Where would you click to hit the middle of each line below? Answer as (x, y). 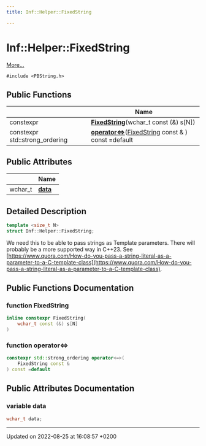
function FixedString (38, 306)
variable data (26, 406)
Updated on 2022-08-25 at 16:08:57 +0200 (62, 436)
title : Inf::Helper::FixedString (49, 12)
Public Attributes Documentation (71, 389)
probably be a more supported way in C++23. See (70, 249)
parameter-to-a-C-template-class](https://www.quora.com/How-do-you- (99, 262)
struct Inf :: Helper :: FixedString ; (51, 231)
